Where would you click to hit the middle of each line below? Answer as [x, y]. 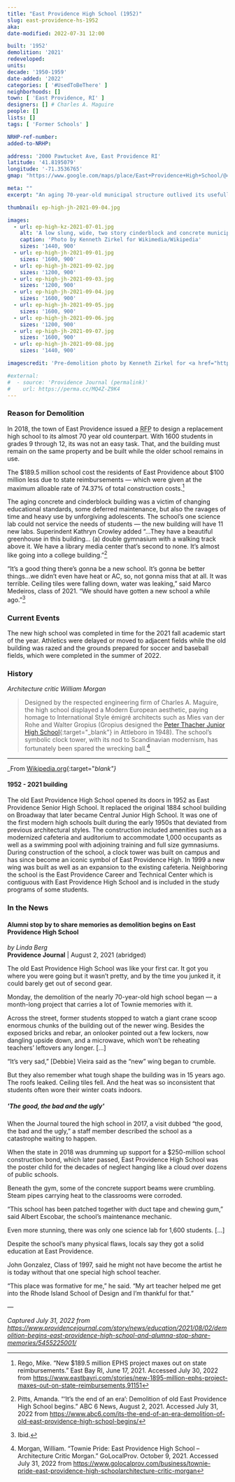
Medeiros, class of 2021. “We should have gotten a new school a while [109, 591]
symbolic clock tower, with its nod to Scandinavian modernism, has [121, 740]
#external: [23, 376]
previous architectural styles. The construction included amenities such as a [117, 830]
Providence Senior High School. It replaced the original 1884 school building [117, 808]
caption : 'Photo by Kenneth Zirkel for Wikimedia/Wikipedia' [111, 240]
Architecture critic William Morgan [57, 689]
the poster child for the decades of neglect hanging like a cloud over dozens [117, 1167]
